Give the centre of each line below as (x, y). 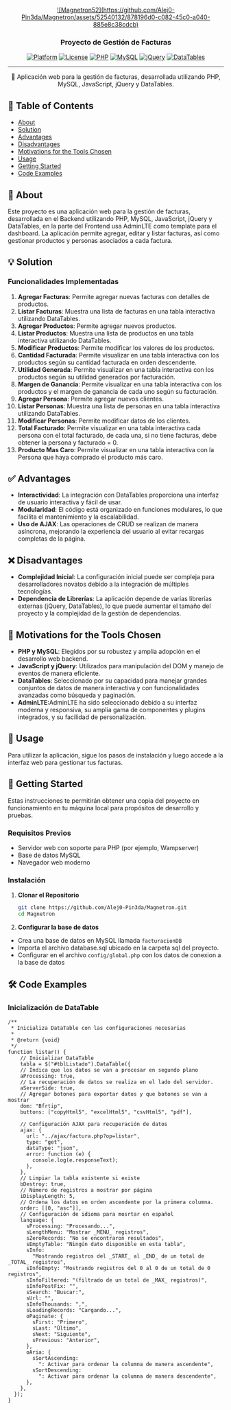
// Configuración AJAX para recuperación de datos (94, 1124)
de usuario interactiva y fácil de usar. (70, 502)
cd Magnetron (36, 914)
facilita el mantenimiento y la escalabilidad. (78, 517)
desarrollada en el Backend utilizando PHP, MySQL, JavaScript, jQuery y (110, 218)
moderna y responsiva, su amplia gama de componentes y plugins (111, 710)
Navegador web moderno (54, 862)
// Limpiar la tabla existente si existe (80, 1178)
